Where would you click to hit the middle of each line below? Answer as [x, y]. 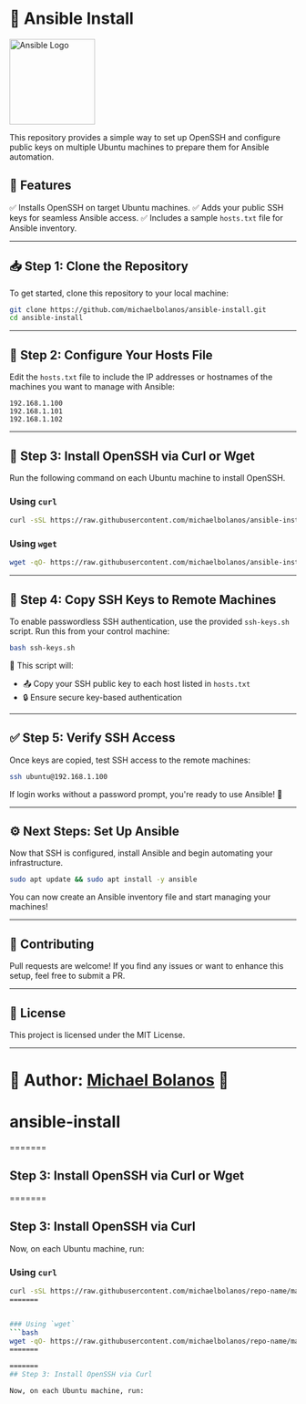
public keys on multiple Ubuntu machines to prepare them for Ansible [139, 147]
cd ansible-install [46, 318]
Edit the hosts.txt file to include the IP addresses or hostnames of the [141, 377]
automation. [32, 156]
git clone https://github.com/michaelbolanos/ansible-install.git [138, 309]
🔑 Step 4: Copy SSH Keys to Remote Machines [143, 600]
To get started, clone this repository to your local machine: [119, 293]
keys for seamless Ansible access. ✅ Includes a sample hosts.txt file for [147, 217]
